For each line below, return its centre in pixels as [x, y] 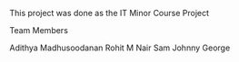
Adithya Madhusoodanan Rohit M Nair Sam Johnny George [120, 48]
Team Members [39, 30]
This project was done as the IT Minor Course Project [110, 13]
